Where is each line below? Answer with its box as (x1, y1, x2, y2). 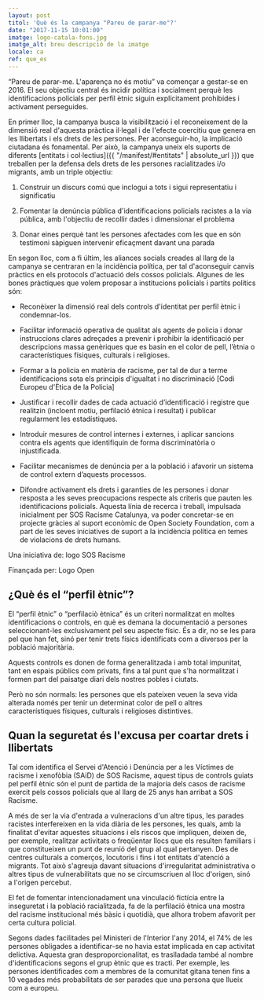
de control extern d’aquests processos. (19, 469, 147, 479)
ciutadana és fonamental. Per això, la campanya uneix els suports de (8, 142, 231, 152)
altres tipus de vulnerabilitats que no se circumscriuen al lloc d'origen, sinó (8, 869, 251, 878)
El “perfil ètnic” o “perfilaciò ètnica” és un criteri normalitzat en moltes (8, 609, 236, 618)
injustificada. (19, 445, 61, 456)
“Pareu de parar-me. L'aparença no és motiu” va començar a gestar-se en (8, 76, 248, 86)
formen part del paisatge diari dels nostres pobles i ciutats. (8, 674, 199, 683)
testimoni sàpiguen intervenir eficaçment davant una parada (19, 237, 214, 247)
